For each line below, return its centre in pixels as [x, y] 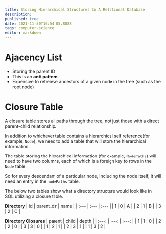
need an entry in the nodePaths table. [43, 181]
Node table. [16, 166]
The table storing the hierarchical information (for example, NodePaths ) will [81, 156]
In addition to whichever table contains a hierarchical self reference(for [78, 136]
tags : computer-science [30, 28]
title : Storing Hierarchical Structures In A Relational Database [75, 10]
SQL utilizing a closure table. [34, 196]
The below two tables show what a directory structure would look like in [79, 191]
